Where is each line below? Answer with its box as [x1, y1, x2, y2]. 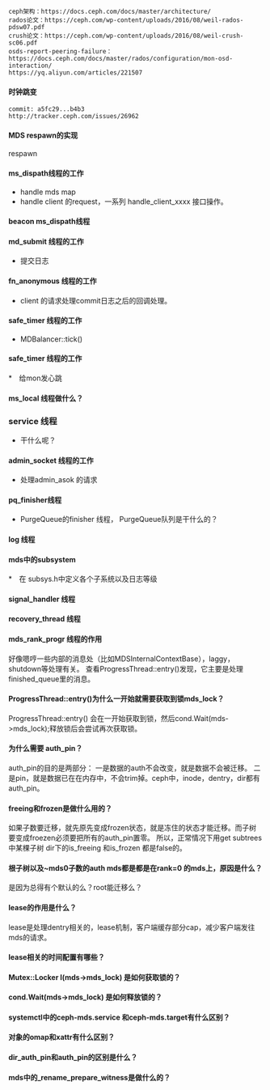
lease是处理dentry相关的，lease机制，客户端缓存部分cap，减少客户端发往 [8, 922, 255, 932]
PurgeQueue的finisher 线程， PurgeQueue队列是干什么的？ [19, 515, 218, 524]
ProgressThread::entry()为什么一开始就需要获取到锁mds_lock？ [8, 694, 225, 704]
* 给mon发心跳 [8, 373, 62, 383]
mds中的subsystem [8, 554, 77, 564]
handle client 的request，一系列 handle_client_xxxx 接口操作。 [19, 197, 228, 206]
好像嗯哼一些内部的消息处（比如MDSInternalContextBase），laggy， [8, 654, 234, 664]
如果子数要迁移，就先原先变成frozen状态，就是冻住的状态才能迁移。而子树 [8, 823, 257, 833]
